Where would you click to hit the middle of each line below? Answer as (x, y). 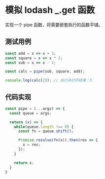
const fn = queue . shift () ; (46, 131)
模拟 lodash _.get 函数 (50, 10)
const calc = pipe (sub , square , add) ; (45, 72)
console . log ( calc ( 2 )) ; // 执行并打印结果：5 (49, 80)
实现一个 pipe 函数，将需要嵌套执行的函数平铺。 (54, 25)
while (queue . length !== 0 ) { (44, 127)
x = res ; (32, 145)
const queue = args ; (31, 113)
